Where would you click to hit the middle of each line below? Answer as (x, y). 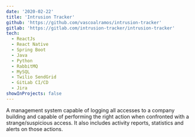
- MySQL (21, 72)
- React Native (30, 45)
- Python (22, 61)
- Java (19, 55)
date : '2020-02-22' (30, 11)
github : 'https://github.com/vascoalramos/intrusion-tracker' (84, 22)
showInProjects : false (34, 93)
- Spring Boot (29, 50)
